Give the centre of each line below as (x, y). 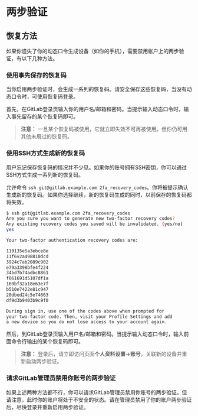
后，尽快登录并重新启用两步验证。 (47, 407)
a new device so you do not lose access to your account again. (87, 322)
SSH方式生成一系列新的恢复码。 (45, 174)
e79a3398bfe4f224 (27, 267)
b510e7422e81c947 (27, 290)
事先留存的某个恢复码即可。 (44, 116)
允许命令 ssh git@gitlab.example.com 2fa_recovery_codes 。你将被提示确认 (97, 187)
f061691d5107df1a (27, 278)
